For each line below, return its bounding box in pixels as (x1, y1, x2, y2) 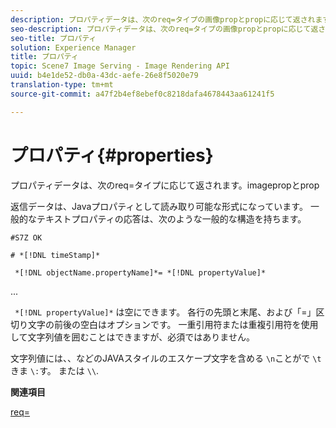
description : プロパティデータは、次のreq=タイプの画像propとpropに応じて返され (10, 14, 316, 25)
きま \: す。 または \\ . (10, 364, 100, 376)
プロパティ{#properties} (10, 144, 214, 166)
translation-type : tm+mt (10, 80, 114, 90)
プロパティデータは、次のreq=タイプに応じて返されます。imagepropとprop (10, 179, 320, 191)
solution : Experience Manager (10, 42, 137, 53)
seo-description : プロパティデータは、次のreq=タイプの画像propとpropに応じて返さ (10, 24, 327, 34)
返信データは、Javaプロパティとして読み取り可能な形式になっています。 (10, 200, 308, 212)
